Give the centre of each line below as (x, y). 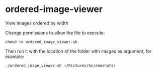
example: (15, 56)
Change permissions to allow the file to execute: (55, 32)
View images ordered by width (37, 23)
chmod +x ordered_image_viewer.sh (42, 42)
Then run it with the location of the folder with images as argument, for (78, 51)
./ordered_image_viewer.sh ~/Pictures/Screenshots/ (60, 65)
